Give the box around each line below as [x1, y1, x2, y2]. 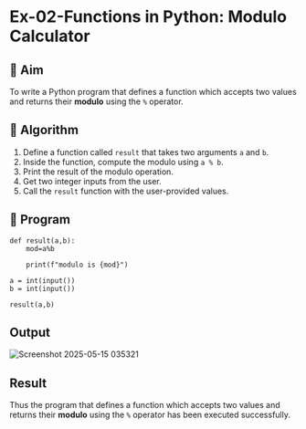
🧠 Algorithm [9, 122, 79, 138]
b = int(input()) [9, 284, 76, 293]
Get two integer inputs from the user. [22, 175, 162, 186]
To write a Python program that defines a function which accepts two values [9, 87, 297, 97]
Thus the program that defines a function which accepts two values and [9, 400, 280, 411]
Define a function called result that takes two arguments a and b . [22, 146, 269, 157]
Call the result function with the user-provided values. [22, 185, 229, 196]
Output [9, 325, 50, 340]
